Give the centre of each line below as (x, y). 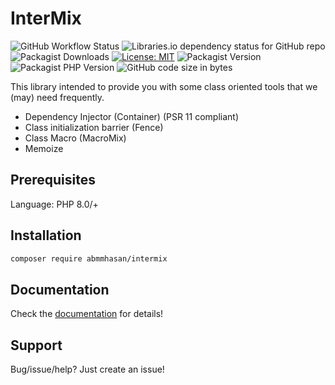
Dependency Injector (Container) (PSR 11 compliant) (132, 116)
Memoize (44, 148)
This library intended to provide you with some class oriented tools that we (164, 86)
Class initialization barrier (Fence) (94, 127)
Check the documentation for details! (87, 314)
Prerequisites (53, 180)
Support (36, 345)
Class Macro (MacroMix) (75, 138)
